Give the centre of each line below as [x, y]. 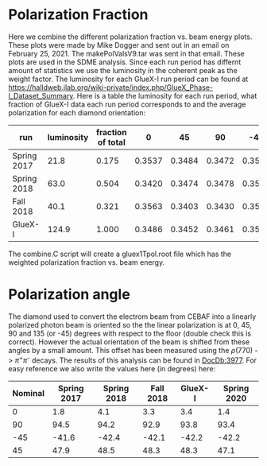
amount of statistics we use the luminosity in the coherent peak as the [123, 70]
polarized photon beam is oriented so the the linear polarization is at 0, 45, [130, 324]
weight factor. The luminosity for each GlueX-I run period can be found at [128, 79]
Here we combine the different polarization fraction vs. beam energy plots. [130, 37]
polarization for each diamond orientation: [77, 112]
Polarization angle [70, 295]
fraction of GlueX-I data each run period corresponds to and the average [127, 104]
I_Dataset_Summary [41, 95]
